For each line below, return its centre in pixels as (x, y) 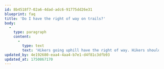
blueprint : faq (20, 14)
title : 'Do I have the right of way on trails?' (55, 18)
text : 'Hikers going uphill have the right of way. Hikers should (91, 50)
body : (10, 23)
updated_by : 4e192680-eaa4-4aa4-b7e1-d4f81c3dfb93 (57, 55)
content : (22, 37)
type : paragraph (30, 32)
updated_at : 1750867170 (29, 59)
